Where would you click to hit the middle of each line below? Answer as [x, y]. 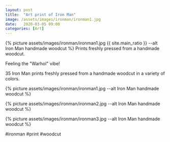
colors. [12, 79]
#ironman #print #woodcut [33, 134]
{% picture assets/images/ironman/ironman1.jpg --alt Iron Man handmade [82, 88]
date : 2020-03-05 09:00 [32, 24]
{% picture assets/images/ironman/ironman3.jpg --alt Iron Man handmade [83, 119]
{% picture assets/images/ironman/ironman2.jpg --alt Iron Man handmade [83, 104]
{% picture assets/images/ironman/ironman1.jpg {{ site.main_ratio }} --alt [81, 43]
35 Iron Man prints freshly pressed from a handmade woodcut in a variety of [85, 73]
